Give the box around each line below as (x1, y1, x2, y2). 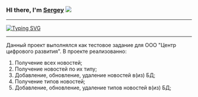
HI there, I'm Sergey (6, 6, 64, 14)
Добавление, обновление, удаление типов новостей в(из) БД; (14, 84, 172, 91)
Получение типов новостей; (14, 78, 85, 85)
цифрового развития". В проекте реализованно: (6, 48, 127, 55)
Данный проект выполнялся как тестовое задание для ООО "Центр (6, 42, 177, 49)
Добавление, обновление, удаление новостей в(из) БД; (14, 72, 156, 79)
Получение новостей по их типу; (14, 65, 97, 73)
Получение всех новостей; (14, 59, 82, 66)
